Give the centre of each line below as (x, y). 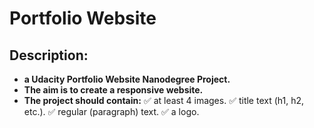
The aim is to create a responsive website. (113, 90)
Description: (49, 55)
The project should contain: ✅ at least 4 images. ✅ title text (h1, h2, (164, 100)
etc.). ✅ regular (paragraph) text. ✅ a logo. (111, 111)
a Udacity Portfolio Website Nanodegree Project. (127, 79)
